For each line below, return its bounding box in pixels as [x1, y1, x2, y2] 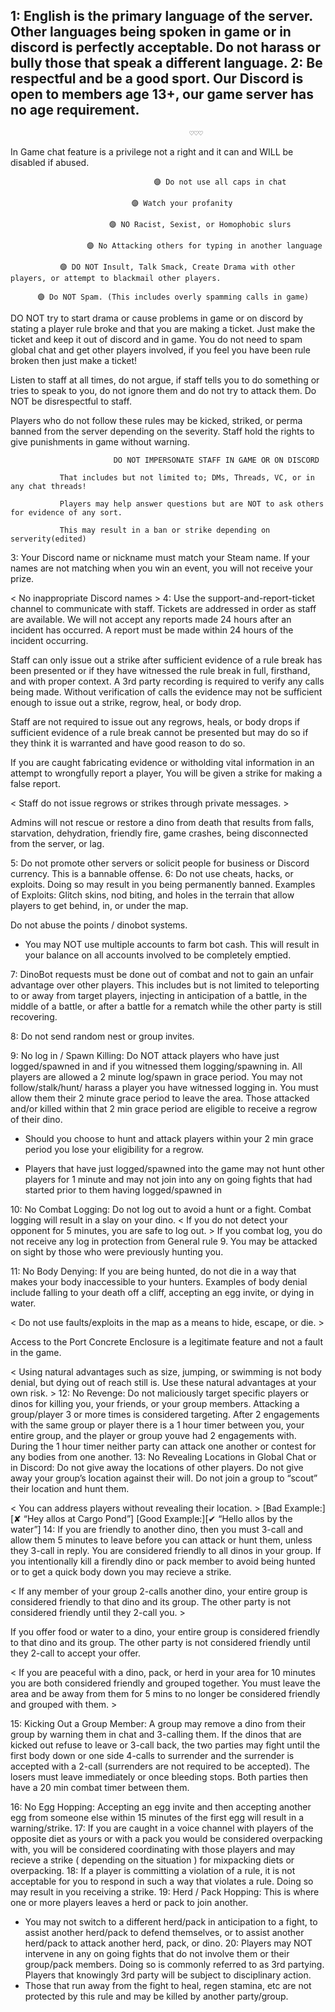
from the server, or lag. [10, 837, 105, 849]
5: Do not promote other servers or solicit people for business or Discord [10, 857, 310, 869]
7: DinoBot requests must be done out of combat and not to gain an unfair [10, 968, 314, 980]
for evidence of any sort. [10, 507, 123, 518]
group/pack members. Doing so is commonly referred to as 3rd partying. [24, 1958, 325, 1970]
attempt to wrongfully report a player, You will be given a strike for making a [10, 767, 323, 779]
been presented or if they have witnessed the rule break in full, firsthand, [10, 664, 311, 676]
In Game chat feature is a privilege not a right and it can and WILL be [10, 145, 294, 158]
